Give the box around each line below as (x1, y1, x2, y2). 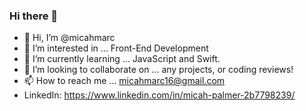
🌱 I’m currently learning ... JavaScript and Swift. (23, 53, 221, 65)
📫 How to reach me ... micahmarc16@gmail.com (23, 75, 226, 87)
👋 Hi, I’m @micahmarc (23, 32, 116, 44)
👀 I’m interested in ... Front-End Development (23, 42, 209, 54)
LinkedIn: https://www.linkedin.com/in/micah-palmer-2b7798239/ (23, 89, 296, 101)
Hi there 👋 (9, 9, 59, 23)
